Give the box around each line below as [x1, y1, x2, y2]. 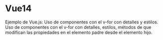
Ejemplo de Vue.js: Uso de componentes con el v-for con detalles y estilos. [5, 19, 159, 25]
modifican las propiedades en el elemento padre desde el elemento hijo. [5, 29, 153, 35]
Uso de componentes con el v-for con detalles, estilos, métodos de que [5, 24, 152, 30]
